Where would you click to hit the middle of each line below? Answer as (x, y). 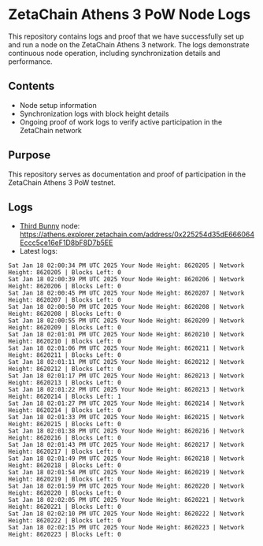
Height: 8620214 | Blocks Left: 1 (65, 397)
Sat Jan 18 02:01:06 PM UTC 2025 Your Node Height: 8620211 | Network (126, 348)
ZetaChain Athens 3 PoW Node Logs (130, 15)
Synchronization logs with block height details (94, 113)
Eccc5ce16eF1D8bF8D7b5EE (66, 243)
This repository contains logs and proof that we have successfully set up (126, 36)
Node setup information (58, 105)
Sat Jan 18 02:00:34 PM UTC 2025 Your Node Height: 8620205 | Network (126, 266)
